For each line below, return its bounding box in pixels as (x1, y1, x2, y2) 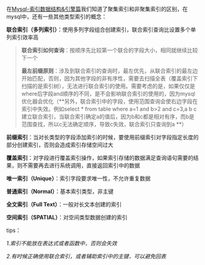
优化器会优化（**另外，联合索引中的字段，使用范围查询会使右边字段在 (21, 98, 198, 105)
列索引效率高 (6, 34, 38, 41)
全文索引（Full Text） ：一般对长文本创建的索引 (6, 201, 122, 208)
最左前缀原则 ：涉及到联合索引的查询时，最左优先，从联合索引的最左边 (21, 67, 198, 74)
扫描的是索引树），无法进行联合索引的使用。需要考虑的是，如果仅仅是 (21, 82, 195, 90)
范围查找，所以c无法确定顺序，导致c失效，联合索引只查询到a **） (21, 121, 187, 128)
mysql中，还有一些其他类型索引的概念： (6, 13, 107, 20)
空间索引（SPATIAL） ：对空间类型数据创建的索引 (6, 214, 128, 221)
